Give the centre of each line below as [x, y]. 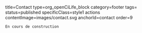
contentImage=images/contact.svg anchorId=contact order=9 [69, 17]
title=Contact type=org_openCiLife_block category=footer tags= [71, 7]
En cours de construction [32, 27]
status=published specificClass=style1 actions [53, 12]
